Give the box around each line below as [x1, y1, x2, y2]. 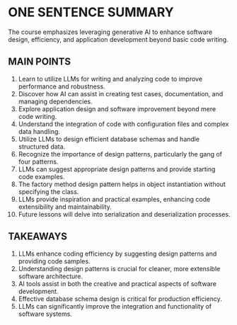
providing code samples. [18, 256, 91, 266]
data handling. [18, 127, 61, 135]
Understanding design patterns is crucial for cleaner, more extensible [18, 264, 221, 273]
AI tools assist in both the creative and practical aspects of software [18, 279, 216, 287]
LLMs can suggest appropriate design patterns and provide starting [18, 164, 216, 173]
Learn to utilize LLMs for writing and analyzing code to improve [18, 74, 203, 83]
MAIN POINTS [8, 56, 71, 68]
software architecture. [18, 272, 83, 280]
